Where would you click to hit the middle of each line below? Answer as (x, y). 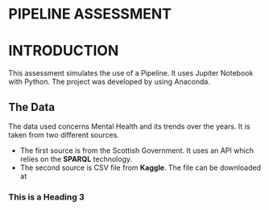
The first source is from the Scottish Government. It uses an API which (137, 150)
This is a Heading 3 (46, 196)
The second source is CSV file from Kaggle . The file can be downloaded (141, 167)
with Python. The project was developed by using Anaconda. (110, 82)
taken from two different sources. (64, 134)
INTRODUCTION (64, 51)
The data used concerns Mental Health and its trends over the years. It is (129, 126)
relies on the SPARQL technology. (76, 159)
